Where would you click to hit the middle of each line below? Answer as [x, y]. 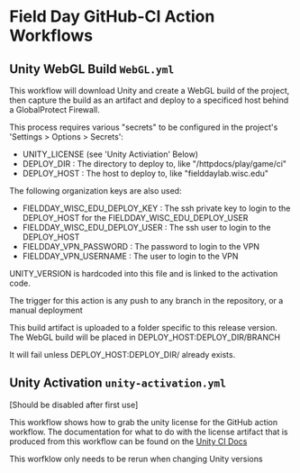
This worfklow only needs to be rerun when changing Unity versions [136, 459]
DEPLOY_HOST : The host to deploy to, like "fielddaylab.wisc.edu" [145, 173]
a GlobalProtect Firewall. [55, 109]
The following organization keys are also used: [95, 191]
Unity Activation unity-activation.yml [118, 383]
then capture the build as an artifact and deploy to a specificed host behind [149, 100]
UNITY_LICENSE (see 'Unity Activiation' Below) [110, 154]
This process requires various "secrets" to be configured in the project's [144, 127]
